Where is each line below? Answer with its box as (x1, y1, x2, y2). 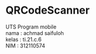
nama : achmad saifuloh (5, 29, 65, 36)
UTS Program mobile (5, 23, 57, 30)
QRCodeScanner (5, 4, 90, 17)
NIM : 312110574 (5, 42, 46, 49)
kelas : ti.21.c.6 (5, 36, 42, 43)
